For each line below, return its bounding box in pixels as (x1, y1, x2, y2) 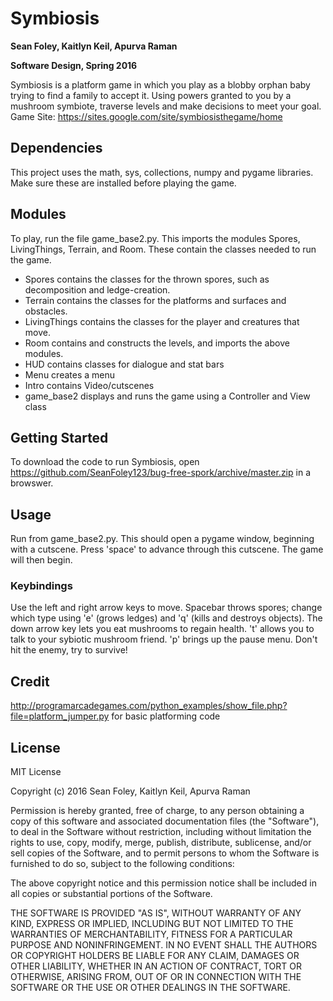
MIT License (10, 766, 62, 778)
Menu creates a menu (24, 368, 115, 381)
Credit (10, 673, 50, 690)
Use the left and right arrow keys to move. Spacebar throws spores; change (10, 602, 323, 614)
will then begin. (10, 554, 73, 566)
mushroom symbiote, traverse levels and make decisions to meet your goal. (10, 100, 322, 112)
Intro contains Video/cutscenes (24, 379, 155, 391)
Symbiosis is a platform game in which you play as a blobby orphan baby (10, 78, 311, 91)
